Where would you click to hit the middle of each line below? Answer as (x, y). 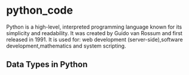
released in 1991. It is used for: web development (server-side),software (95, 39)
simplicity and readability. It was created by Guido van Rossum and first (94, 33)
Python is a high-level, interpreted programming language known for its (94, 27)
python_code (40, 10)
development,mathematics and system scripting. (66, 46)
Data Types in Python (47, 65)
